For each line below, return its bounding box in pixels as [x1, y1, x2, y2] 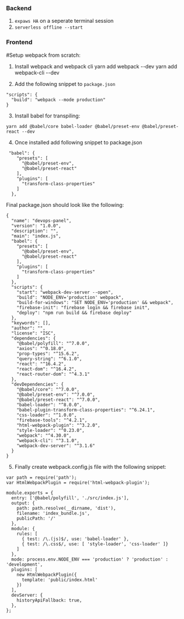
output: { [11, 500, 35, 506]
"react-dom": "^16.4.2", [16, 366, 77, 372]
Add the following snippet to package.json [14, 80, 116, 87]
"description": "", [11, 228, 59, 234]
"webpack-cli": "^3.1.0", [16, 437, 80, 444]
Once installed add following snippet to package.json [14, 139, 143, 146]
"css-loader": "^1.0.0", [16, 412, 77, 418]
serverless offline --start [14, 25, 83, 30]
